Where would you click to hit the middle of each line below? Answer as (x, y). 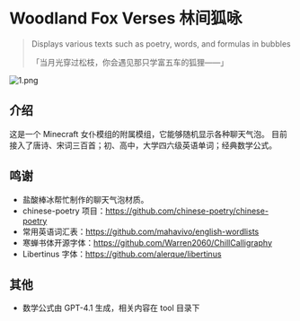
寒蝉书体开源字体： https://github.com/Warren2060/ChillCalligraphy (147, 242)
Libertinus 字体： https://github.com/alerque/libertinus (122, 254)
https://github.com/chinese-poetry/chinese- (187, 211)
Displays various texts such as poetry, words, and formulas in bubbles (161, 43)
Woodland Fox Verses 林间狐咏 (126, 18)
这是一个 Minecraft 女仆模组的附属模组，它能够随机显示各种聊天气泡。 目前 (148, 134)
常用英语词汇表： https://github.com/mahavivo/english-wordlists (141, 231)
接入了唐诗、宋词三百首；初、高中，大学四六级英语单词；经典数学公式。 (143, 145)
